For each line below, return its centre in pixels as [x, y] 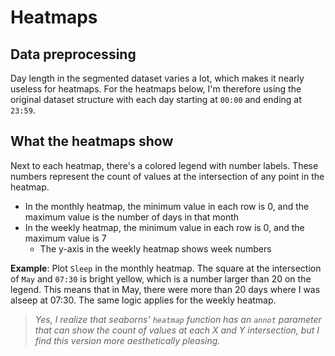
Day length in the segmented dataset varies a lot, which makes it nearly [157, 78]
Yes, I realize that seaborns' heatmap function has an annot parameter [178, 319]
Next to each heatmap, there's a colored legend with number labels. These [164, 165]
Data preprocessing [73, 54]
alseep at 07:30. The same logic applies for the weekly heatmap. [143, 300]
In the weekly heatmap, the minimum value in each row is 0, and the [164, 227]
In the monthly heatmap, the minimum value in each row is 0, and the [167, 206]
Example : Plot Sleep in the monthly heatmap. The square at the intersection [166, 268]
